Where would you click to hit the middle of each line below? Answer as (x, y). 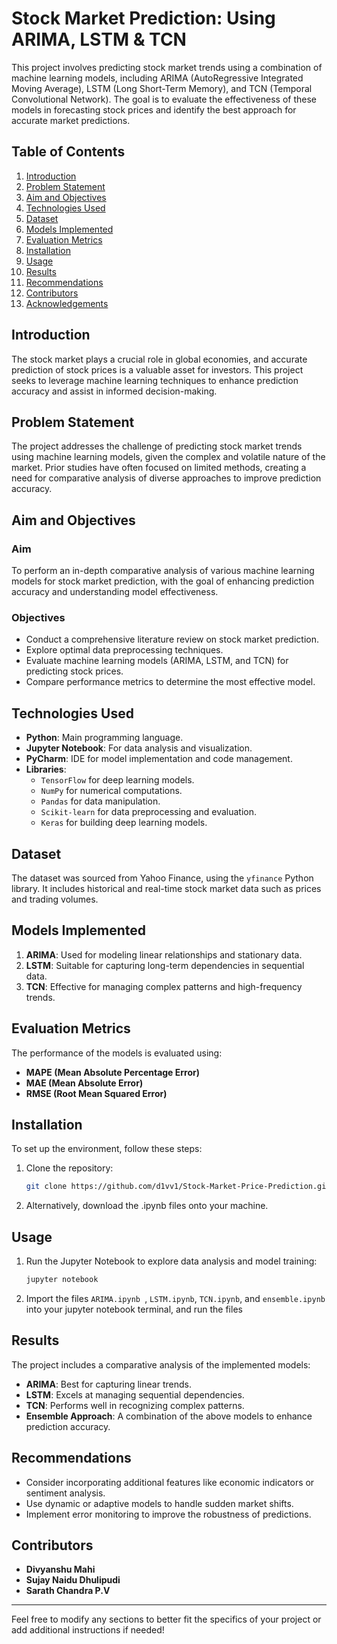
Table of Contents (68, 152)
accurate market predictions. (71, 120)
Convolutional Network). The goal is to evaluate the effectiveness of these (164, 99)
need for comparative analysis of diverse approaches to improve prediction (166, 478)
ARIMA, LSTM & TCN (99, 39)
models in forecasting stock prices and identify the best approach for (154, 109)
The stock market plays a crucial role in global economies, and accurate (159, 359)
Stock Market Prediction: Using (143, 18)
